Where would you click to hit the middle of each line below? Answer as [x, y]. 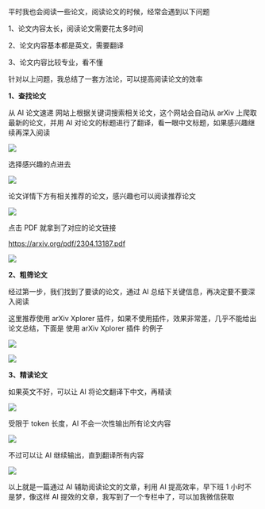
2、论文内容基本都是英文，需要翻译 [66, 45]
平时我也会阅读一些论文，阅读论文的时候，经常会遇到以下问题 [109, 11]
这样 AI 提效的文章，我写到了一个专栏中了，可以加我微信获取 [135, 497]
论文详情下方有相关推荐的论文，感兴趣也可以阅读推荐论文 [102, 196]
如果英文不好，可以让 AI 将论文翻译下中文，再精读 [90, 392]
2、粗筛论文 [28, 275]
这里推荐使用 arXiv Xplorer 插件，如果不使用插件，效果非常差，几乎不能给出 [132, 318]
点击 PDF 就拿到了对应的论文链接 [62, 228]
